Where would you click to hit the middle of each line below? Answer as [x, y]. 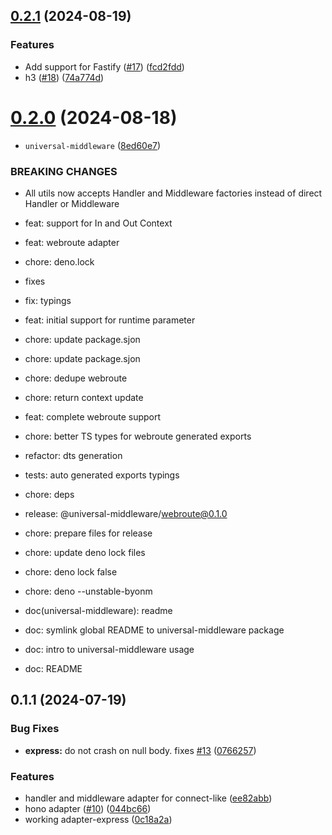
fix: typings [48, 300]
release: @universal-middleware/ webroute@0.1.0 [126, 513]
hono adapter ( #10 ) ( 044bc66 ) [88, 808]
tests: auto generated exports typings [102, 475]
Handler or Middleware [72, 203]
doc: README [53, 668]
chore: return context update [84, 397]
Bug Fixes [35, 729]
